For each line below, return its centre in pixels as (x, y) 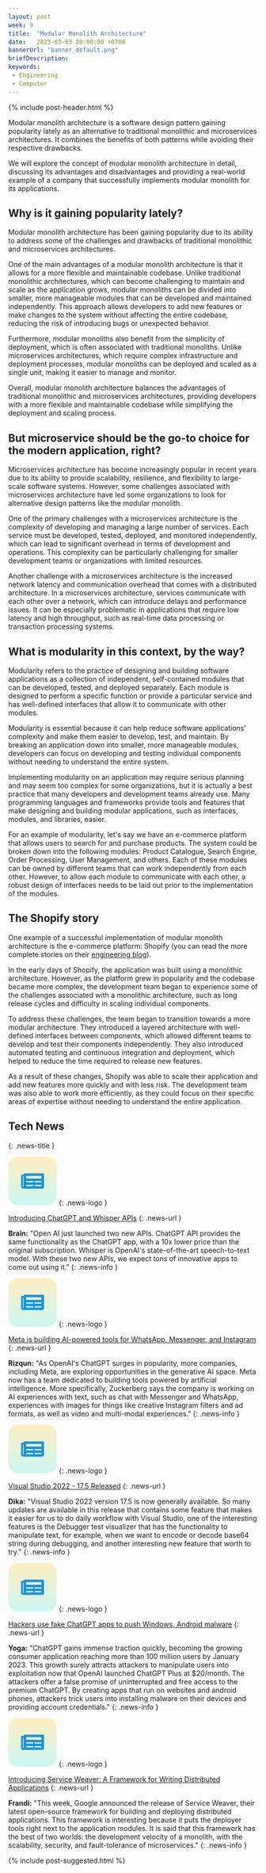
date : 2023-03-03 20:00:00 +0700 (67, 42)
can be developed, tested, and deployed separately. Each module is (119, 688)
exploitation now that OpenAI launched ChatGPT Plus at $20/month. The (127, 1673)
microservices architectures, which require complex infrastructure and (123, 356)
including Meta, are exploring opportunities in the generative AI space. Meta (132, 1371)
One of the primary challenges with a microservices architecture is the (123, 518)
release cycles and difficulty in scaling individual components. (110, 1003)
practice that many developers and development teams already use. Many (129, 794)
